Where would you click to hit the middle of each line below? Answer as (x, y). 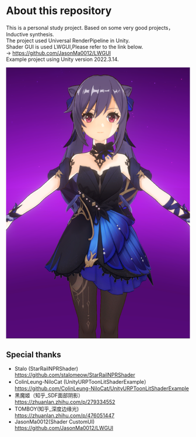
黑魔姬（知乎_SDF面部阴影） (49, 395)
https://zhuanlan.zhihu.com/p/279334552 (65, 402)
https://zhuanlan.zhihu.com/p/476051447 (64, 416)
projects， (161, 28)
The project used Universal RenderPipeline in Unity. (68, 40)
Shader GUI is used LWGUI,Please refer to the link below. (75, 47)
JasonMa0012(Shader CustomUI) (55, 422)
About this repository (59, 11)
